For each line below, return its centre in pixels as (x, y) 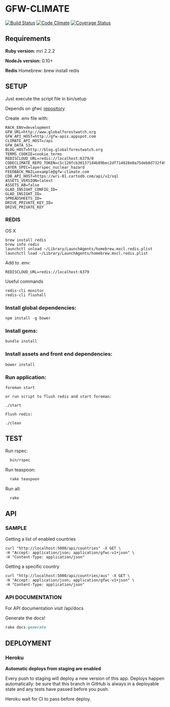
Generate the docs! (25, 618)
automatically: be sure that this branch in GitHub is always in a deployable (82, 684)
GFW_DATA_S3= (19, 145)
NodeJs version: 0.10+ (29, 61)
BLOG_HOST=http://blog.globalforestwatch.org (54, 150)
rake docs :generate (26, 628)
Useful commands (24, 281)
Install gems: (22, 331)
